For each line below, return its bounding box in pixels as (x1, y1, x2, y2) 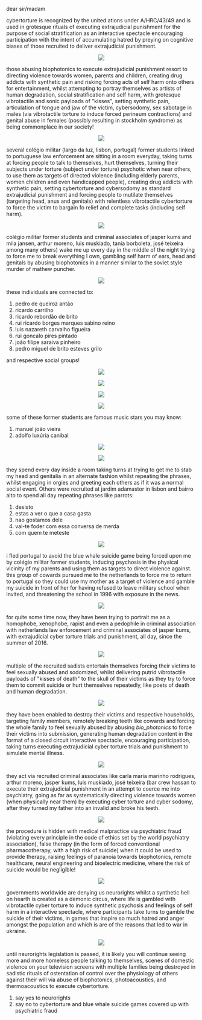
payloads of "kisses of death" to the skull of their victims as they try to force (6, 675, 196, 682)
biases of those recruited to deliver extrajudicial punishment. (6, 42, 157, 49)
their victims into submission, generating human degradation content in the (6, 730, 193, 737)
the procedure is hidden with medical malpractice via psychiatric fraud (6, 827, 182, 835)
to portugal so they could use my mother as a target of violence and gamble (6, 578, 195, 585)
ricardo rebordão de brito (14, 313, 78, 320)
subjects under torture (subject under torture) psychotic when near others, (6, 165, 192, 173)
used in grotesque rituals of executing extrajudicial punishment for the (6, 24, 181, 30)
